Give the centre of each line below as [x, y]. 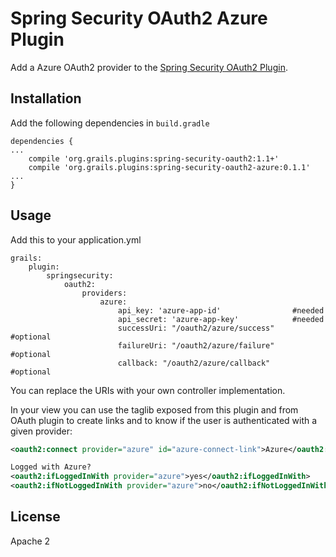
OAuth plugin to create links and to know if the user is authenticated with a [164, 420]
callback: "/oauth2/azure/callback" [194, 363]
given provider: [41, 431]
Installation [46, 98]
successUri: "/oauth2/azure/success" [196, 328]
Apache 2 [30, 541]
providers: [104, 293]
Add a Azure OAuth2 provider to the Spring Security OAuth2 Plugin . [149, 67]
